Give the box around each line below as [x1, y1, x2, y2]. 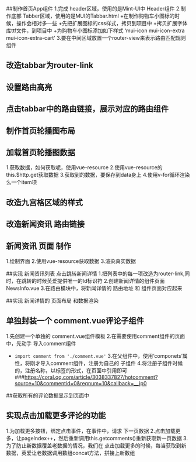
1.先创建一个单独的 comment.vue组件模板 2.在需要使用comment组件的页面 [6, 333, 185, 340]
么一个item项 [6, 179, 37, 186]
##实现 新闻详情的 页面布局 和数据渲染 [6, 297, 99, 304]
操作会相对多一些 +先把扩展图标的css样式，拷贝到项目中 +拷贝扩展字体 [16, 20, 188, 26]
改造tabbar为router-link [6, 60, 93, 70]
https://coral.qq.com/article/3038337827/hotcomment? [24, 374, 158, 381]
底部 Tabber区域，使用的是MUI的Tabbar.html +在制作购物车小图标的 [10, 12, 175, 19]
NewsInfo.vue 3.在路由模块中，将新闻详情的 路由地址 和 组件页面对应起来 [6, 285, 183, 292]
